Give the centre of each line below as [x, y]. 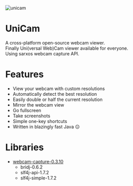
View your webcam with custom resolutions [59, 88]
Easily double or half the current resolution [58, 99]
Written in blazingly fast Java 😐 [46, 127]
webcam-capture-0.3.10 [38, 161]
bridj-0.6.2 [31, 167]
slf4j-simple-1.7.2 [38, 178]
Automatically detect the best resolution [55, 94]
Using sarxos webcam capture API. [42, 53]
